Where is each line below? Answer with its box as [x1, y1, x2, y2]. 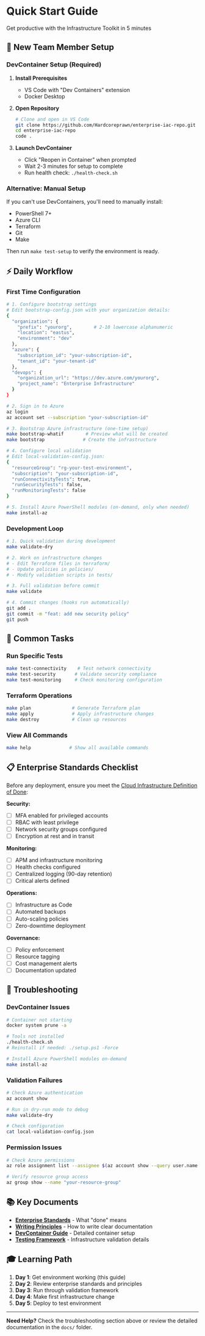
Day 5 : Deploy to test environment [15, 1299, 102, 1307]
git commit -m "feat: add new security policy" [6, 611, 130, 617]
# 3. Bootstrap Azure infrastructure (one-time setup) [6, 425, 149, 431]
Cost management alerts [15, 960, 77, 967]
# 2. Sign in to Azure [6, 403, 64, 409]
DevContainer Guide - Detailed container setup [15, 1229, 135, 1237]
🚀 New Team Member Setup [6, 42, 115, 52]
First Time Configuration [6, 287, 81, 296]
